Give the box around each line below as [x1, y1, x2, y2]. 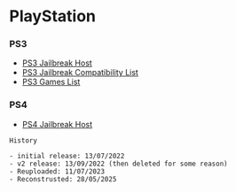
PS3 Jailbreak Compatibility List [21, 67, 139, 78]
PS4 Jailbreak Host [21, 119, 93, 129]
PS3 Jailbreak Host [21, 58, 93, 68]
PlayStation [9, 6, 96, 27]
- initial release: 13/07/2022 [9, 151, 125, 160]
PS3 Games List [21, 77, 81, 88]
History [9, 135, 38, 145]
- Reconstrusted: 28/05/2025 [9, 174, 117, 183]
